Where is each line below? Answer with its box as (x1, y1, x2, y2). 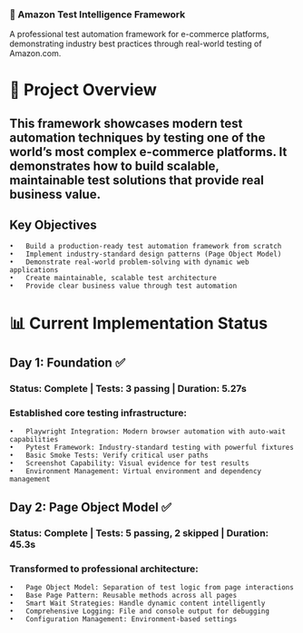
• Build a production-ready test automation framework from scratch (9, 241, 282, 250)
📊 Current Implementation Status (9, 313, 269, 334)
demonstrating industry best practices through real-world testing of (9, 38, 262, 49)
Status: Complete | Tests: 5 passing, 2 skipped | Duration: (9, 526, 269, 539)
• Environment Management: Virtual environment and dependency (9, 467, 261, 476)
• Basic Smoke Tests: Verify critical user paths (9, 451, 209, 461)
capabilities (9, 435, 59, 444)
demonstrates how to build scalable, (9, 158, 220, 173)
